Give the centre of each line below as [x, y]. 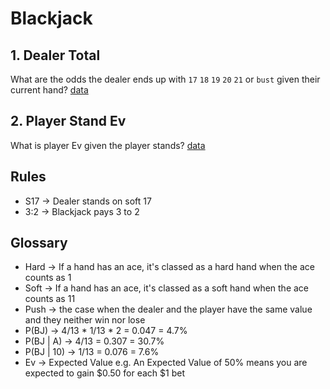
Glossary [39, 243]
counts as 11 [50, 299]
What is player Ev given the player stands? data [108, 145]
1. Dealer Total [55, 55]
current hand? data [49, 90]
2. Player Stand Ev [68, 121]
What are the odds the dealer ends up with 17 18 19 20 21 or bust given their [165, 79]
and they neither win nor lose [85, 320]
